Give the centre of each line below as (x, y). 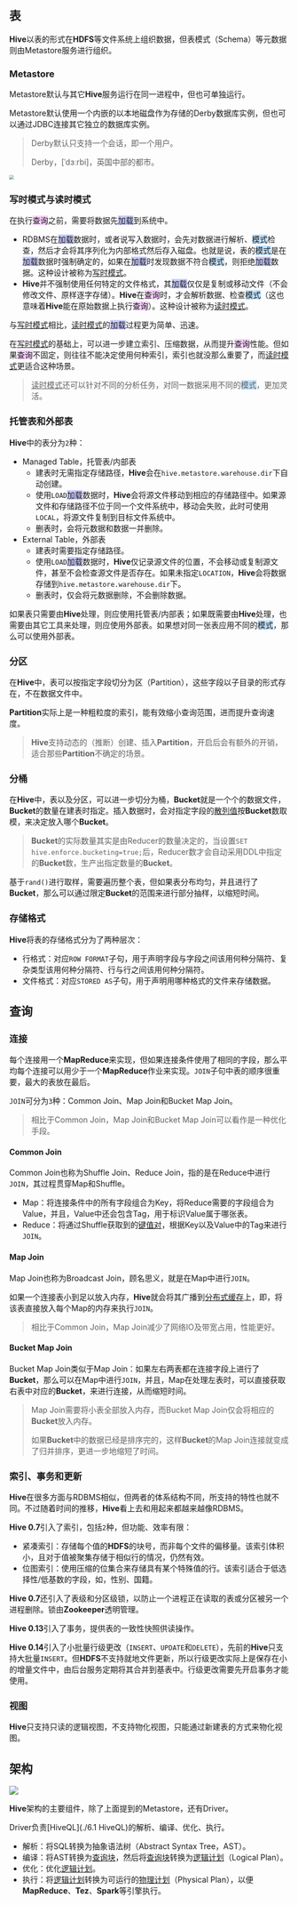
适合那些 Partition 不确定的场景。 (90, 753)
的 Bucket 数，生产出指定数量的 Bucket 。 (104, 863)
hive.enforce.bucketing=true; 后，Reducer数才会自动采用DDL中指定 (156, 852)
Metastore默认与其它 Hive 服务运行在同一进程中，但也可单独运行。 (129, 94)
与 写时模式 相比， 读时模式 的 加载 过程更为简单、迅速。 (106, 325)
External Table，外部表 (64, 539)
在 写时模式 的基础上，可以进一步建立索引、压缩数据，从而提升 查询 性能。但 (145, 344)
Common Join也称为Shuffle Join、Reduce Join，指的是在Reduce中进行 (140, 1173)
